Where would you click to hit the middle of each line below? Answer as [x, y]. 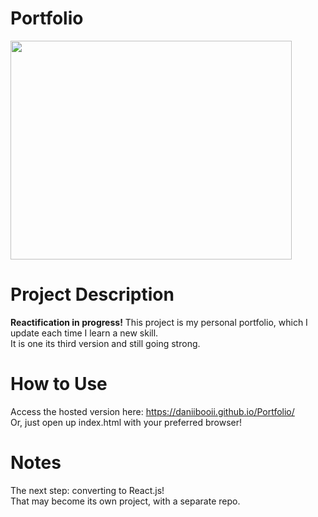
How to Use [59, 384]
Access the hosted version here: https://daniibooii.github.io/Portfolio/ [152, 411]
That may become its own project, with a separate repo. [125, 501]
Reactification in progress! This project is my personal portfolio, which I [159, 322]
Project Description [92, 294]
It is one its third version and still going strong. [105, 343]
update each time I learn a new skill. [84, 333]
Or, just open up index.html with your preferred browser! [126, 422]
